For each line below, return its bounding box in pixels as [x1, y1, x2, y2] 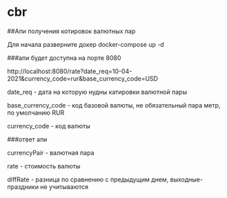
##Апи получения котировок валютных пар [7, 27, 136, 35]
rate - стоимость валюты [7, 161, 81, 170]
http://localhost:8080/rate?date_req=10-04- [7, 67, 132, 75]
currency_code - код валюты [7, 121, 91, 130]
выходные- [170, 175, 204, 184]
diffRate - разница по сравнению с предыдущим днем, [7, 175, 169, 184]
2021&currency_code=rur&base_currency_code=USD [7, 74, 159, 83]
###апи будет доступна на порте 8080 [7, 53, 121, 62]
